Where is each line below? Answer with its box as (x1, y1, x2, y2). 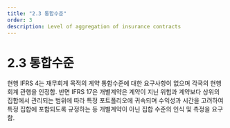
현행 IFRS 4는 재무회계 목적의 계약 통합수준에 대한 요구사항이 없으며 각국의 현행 (7, 79, 222, 87)
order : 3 (7, 17, 33, 24)
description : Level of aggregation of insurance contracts (7, 23, 182, 30)
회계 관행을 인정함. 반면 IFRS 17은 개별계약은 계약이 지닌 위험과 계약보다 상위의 (7, 88, 220, 96)
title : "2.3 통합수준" (7, 10, 67, 17)
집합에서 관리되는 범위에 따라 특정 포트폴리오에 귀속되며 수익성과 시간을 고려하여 (7, 96, 224, 104)
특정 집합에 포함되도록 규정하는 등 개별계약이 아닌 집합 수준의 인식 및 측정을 (7, 105, 211, 113)
